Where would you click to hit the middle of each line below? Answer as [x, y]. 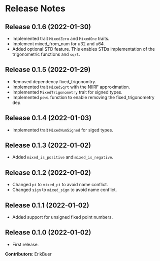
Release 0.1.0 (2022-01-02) [48, 233]
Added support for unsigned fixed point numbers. [63, 217]
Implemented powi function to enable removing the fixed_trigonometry [83, 97]
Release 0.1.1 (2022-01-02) [47, 205]
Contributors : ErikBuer [28, 254]
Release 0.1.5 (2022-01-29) [48, 70]
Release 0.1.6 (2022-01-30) [48, 27]
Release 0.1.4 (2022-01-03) [48, 118]
